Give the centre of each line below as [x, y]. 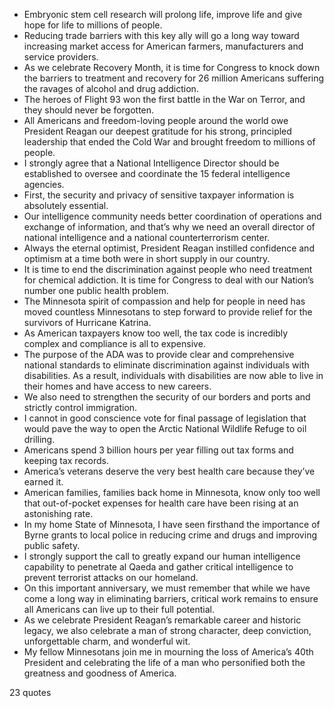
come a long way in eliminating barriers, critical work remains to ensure [171, 598]
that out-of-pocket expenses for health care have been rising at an [161, 503]
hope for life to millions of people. [93, 25]
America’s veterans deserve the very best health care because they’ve [169, 471]
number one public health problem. [96, 290]
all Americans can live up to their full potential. [119, 609]
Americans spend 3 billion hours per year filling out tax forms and [158, 450]
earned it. [43, 482]
